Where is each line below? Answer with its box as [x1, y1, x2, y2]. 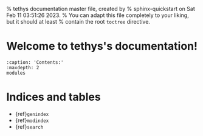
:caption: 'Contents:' [6, 59, 64, 66]
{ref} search [15, 123, 44, 130]
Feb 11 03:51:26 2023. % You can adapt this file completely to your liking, [6, 12, 190, 19]
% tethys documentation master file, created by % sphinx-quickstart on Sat [6, 5, 196, 12]
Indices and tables [6, 90, 101, 104]
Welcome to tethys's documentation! [6, 39, 198, 53]
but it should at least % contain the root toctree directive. [6, 18, 151, 25]
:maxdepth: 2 [6, 64, 40, 70]
